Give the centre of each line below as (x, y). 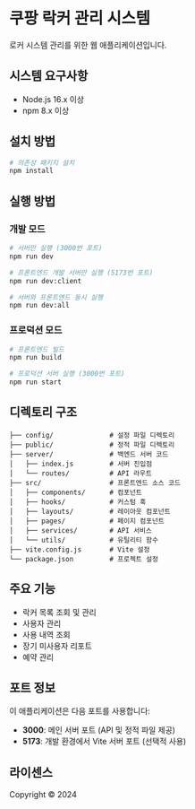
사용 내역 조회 (46, 634)
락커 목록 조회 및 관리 (59, 612)
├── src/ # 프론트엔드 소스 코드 (95, 483)
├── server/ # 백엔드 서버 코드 (89, 454)
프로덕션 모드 (36, 330)
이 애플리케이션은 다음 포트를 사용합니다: (80, 711)
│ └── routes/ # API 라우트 (81, 473)
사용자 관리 (42, 623)
